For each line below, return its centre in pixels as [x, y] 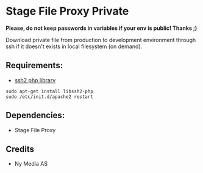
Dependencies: [35, 115]
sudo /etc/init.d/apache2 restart [50, 97]
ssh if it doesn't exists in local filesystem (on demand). [74, 46]
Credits [20, 149]
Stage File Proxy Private [67, 11]
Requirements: [34, 65]
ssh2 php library [35, 80]
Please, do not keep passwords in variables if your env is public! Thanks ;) [101, 28]
